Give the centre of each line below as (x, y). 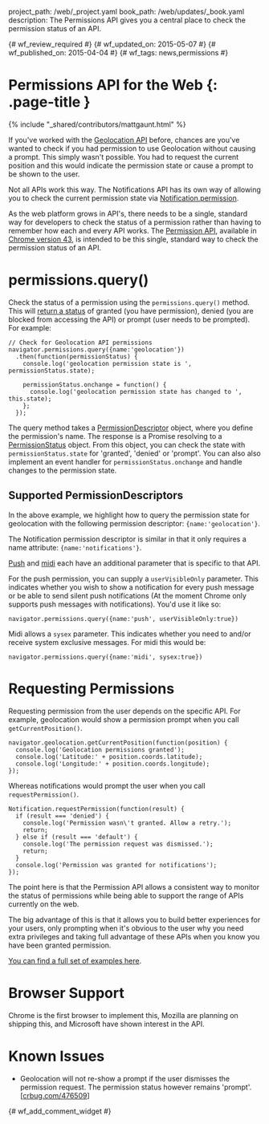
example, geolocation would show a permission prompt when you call (124, 719)
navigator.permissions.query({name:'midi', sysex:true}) (106, 657)
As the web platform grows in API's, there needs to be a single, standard (128, 213)
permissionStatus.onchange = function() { (95, 384)
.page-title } (49, 102)
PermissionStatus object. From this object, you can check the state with (127, 444)
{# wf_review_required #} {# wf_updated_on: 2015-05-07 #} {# (112, 44)
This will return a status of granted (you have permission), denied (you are (131, 310)
